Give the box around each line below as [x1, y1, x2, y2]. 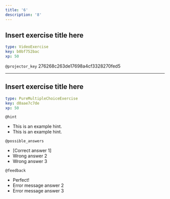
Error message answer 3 [12, 188, 64, 194]
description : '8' [5, 12, 42, 17]
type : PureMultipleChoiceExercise [5, 96, 78, 101]
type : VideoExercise [5, 44, 49, 50]
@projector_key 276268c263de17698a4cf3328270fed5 [5, 63, 120, 69]
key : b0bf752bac [5, 49, 39, 54]
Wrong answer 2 [12, 153, 47, 159]
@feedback [5, 168, 26, 173]
